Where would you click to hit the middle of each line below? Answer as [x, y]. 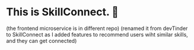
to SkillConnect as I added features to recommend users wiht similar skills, [97, 34]
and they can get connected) [42, 41]
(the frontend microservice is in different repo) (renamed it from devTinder [97, 28]
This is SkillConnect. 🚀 [62, 12]
